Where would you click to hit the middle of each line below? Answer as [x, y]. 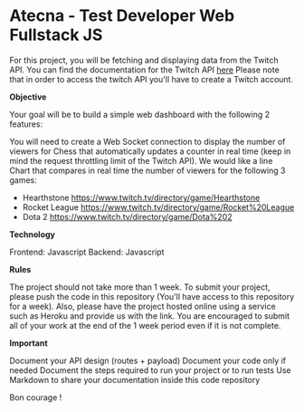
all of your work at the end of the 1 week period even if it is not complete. [145, 325]
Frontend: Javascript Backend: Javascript [87, 252]
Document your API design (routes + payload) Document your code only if [148, 360]
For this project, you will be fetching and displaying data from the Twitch [144, 60]
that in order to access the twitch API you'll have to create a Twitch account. [152, 79]
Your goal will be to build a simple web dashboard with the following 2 [140, 114]
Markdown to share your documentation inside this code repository [135, 379]
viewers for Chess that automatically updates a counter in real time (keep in [150, 151]
